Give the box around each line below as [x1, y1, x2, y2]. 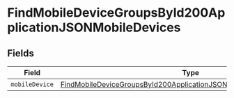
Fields [7, 47, 35, 59]
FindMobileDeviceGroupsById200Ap [7, 5, 226, 21]
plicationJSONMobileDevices [7, 19, 181, 35]
